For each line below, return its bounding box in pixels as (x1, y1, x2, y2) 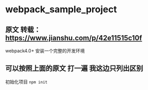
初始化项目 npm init (5, 78, 48, 85)
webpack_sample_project (5, 4, 117, 15)
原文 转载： (5, 25, 41, 34)
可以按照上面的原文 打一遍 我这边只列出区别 (5, 64, 143, 73)
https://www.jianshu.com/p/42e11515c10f (5, 33, 142, 42)
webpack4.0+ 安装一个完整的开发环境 (5, 48, 85, 54)
